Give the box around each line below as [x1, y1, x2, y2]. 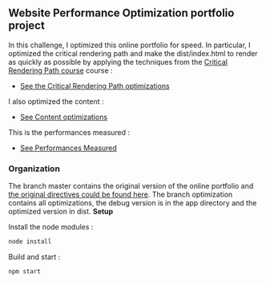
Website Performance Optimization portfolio [8, 6, 235, 20]
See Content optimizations [19, 112, 108, 122]
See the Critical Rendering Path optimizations [19, 81, 170, 90]
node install [8, 237, 52, 246]
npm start [8, 267, 42, 275]
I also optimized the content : [8, 96, 104, 106]
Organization [8, 163, 60, 174]
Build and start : [8, 252, 61, 261]
